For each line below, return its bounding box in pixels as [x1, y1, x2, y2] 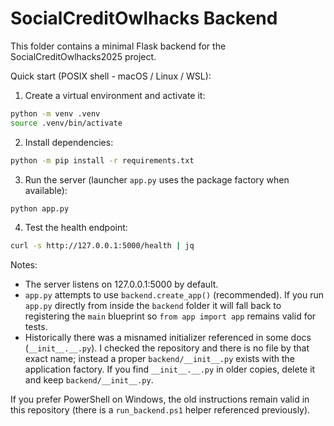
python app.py [10, 203, 70, 214]
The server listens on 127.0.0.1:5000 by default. [24, 278, 219, 291]
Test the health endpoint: [24, 222, 128, 234]
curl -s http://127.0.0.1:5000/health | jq [10, 241, 195, 251]
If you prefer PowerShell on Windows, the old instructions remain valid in [10, 393, 310, 406]
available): [24, 184, 68, 196]
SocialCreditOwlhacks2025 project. [10, 50, 157, 62]
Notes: [10, 259, 38, 271]
